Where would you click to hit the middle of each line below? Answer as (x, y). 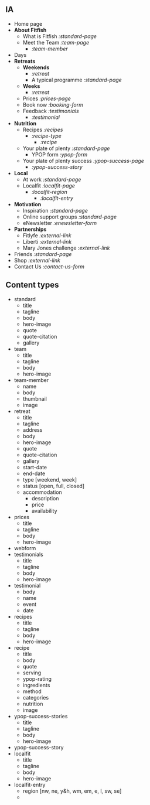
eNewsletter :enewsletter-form (60, 223)
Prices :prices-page (47, 98)
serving (32, 673)
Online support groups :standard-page (69, 217)
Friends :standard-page (43, 254)
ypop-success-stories (41, 716)
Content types (32, 285)
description (45, 498)
